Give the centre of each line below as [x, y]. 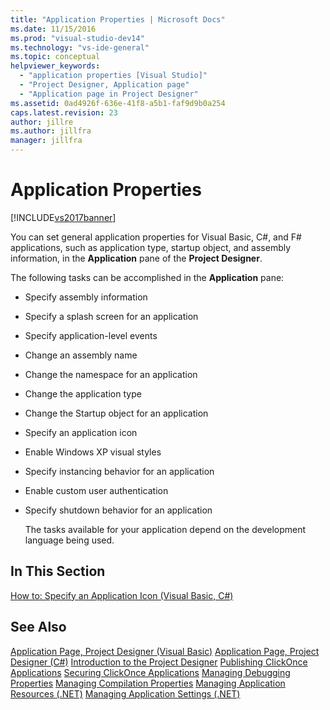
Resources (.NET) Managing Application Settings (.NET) [125, 693]
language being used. [69, 540]
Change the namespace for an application [111, 374]
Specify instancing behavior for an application [119, 471]
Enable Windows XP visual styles [93, 452]
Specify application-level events [91, 335]
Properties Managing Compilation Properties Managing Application [148, 683]
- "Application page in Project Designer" [109, 94]
